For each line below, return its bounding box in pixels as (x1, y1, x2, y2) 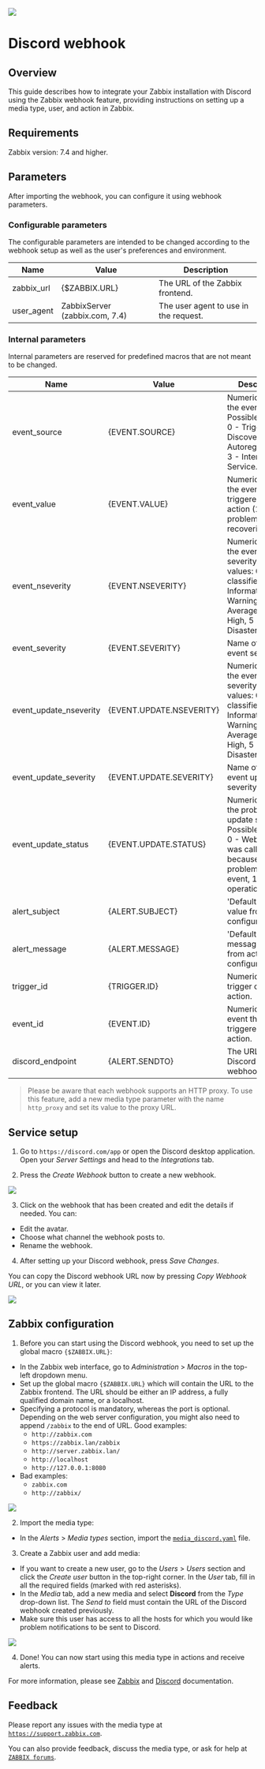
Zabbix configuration (8, 1318, 114, 1331)
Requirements (8, 126, 79, 140)
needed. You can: (19, 1209, 77, 1218)
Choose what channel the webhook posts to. (19, 1232, 166, 1242)
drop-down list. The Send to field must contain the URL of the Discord (19, 1597, 247, 1606)
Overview (8, 65, 58, 79)
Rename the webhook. (19, 1241, 93, 1251)
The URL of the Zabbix (159, 277, 242, 288)
